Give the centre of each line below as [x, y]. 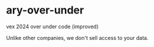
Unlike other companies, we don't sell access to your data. [77, 38]
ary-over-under [45, 10]
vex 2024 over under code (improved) [53, 26]
